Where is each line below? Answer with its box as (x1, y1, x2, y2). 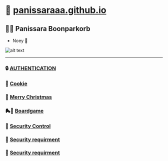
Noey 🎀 (12, 37, 28, 43)
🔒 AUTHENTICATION (5, 64, 56, 71)
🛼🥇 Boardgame (5, 107, 44, 114)
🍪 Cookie (5, 80, 27, 87)
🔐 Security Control (5, 122, 51, 129)
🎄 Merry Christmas (5, 93, 52, 100)
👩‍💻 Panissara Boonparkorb (5, 24, 90, 33)
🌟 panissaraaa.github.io (5, 4, 106, 16)
